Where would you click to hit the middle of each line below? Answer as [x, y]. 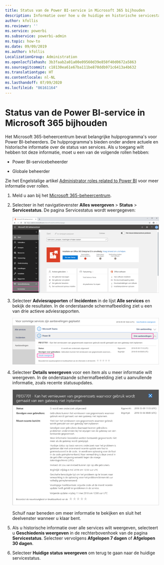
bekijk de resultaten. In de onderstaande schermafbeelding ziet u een [82, 306]
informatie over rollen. [27, 186]
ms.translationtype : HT [29, 72]
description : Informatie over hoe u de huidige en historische [71, 15]
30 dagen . [23, 543]
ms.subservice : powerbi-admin [36, 36]
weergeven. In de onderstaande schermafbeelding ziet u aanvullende [82, 377]
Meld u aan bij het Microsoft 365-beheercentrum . [62, 195]
